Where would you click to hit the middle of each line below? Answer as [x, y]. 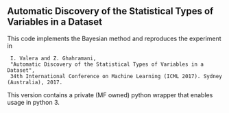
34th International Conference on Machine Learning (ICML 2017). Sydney [116, 76]
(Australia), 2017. [35, 82]
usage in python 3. [34, 102]
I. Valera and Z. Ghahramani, [53, 58]
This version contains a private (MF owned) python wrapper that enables [110, 95]
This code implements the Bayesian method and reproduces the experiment [114, 38]
